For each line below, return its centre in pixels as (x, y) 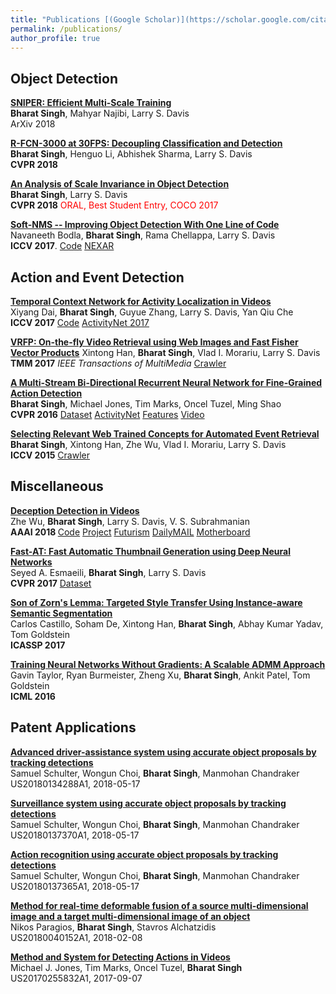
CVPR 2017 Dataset (51, 583)
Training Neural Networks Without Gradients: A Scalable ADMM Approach (168, 664)
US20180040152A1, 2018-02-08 (76, 937)
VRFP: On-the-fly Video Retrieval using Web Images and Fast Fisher (154, 342)
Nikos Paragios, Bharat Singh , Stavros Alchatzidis (113, 927)
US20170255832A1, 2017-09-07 (76, 978)
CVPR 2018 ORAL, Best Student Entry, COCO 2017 (114, 205)
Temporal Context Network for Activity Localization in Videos (141, 301)
